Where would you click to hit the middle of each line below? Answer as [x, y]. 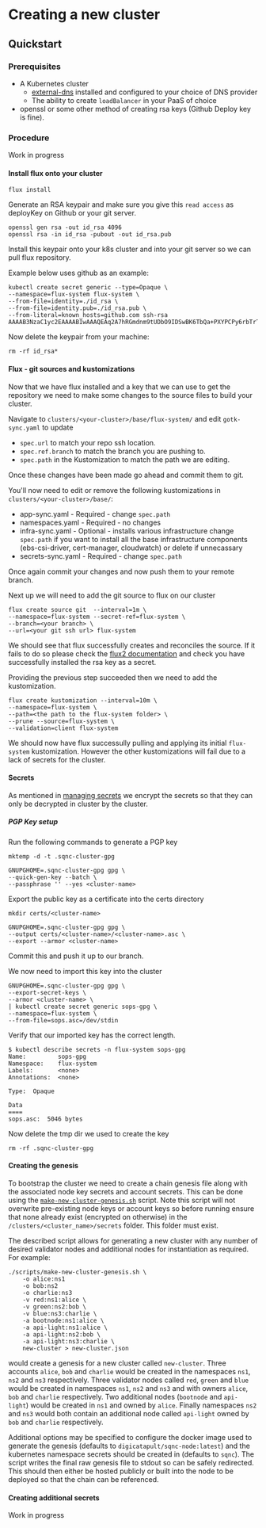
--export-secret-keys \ [47, 992]
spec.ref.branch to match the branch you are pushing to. [112, 451]
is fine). [32, 117]
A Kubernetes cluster [54, 83]
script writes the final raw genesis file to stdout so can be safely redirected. [131, 1462]
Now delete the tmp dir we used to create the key [89, 1133]
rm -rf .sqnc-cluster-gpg [51, 1148]
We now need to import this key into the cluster [85, 971]
